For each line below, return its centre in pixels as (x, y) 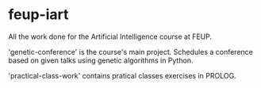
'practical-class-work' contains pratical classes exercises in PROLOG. (122, 75)
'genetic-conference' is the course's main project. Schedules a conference (131, 52)
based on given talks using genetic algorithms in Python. (101, 60)
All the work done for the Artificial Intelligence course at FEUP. (110, 36)
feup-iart (38, 15)
